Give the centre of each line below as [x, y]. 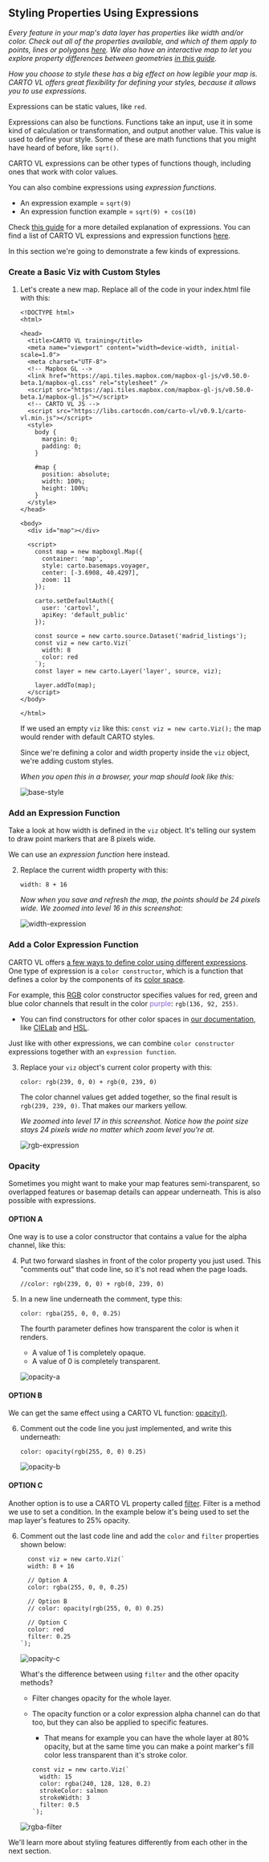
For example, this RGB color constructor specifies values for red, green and [133, 995]
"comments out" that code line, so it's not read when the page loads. [134, 1270]
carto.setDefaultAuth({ [74, 601]
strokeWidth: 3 [65, 1798]
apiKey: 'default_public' [85, 615]
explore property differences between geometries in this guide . [113, 58]
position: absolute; [76, 475]
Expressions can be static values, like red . [77, 106]
